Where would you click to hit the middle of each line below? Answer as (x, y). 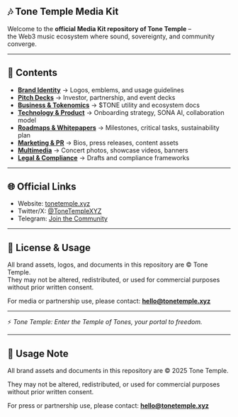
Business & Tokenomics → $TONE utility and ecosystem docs (109, 105)
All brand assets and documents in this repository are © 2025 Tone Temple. (118, 371)
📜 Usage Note (38, 354)
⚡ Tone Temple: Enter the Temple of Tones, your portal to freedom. (105, 322)
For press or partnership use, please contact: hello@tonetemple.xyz (108, 406)
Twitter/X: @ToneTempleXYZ (59, 211)
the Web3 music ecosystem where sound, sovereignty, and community (111, 36)
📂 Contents (33, 73)
